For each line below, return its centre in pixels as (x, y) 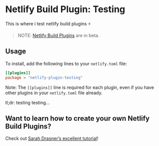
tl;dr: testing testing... (27, 102)
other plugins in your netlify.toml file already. (54, 93)
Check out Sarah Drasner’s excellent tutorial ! (52, 138)
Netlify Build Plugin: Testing (65, 9)
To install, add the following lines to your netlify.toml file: (66, 63)
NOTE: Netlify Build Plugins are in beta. (58, 35)
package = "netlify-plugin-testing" (44, 78)
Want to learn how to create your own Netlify (77, 118)
